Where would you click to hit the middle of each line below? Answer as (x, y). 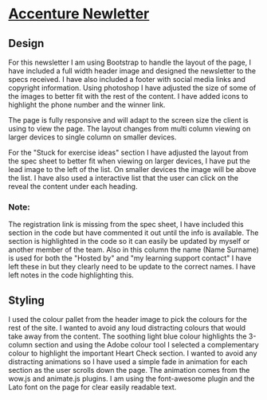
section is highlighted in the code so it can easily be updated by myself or (129, 241)
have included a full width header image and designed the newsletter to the (132, 71)
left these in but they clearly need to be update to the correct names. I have (132, 267)
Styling (27, 300)
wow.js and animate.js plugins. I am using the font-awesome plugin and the (132, 378)
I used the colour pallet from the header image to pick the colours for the (128, 320)
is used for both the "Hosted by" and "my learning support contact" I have (130, 258)
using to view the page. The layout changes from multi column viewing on (130, 129)
